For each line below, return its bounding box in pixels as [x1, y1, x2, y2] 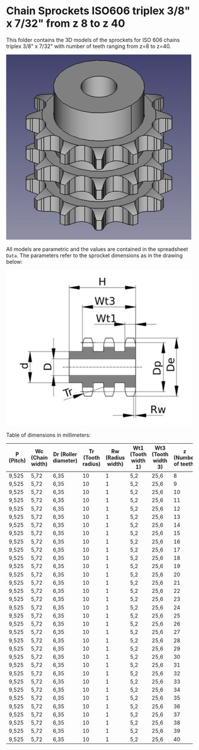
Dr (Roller [53, 451, 78, 458]
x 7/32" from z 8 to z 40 [6, 17, 126, 30]
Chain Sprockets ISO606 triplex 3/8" [6, 4, 191, 18]
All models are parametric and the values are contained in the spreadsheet [6, 245, 188, 252]
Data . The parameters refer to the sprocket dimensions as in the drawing [6, 252, 183, 259]
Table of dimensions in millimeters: [6, 431, 91, 438]
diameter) [52, 457, 78, 464]
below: [6, 258, 23, 265]
